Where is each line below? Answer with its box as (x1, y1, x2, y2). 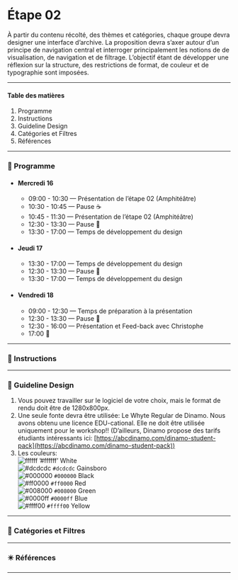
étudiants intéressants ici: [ (17, 434, 97, 443)
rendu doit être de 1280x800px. (17, 404, 110, 412)
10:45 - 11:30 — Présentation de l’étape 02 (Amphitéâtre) (28, 212, 193, 221)
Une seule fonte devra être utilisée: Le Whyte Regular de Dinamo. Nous (17, 411, 226, 420)
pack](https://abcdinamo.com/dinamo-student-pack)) (17, 441, 176, 450)
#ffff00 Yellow (47, 501, 91, 510)
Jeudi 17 (17, 244, 43, 252)
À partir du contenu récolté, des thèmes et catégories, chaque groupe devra (7, 30, 230, 39)
